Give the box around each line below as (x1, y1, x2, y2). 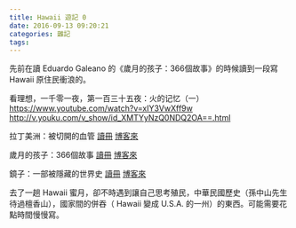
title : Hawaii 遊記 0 (9, 12, 87, 22)
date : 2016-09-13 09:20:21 (9, 21, 109, 30)
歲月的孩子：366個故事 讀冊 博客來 (9, 150, 138, 161)
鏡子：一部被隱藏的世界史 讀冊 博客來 (9, 169, 147, 179)
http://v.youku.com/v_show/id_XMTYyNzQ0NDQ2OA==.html (9, 113, 231, 123)
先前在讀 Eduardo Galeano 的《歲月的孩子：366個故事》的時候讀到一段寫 (9, 63, 278, 74)
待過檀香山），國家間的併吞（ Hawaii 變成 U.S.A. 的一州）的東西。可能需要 (9, 199, 280, 209)
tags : (9, 37, 29, 47)
